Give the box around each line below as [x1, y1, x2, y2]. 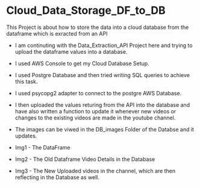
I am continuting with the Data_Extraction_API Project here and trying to [14, 42, 193, 49]
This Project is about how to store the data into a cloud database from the [6, 24, 189, 31]
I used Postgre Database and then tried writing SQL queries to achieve [14, 71, 190, 78]
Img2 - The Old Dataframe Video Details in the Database [14, 155, 155, 163]
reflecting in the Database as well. [14, 173, 99, 181]
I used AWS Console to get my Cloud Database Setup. [14, 60, 149, 67]
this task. [14, 78, 38, 85]
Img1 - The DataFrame [14, 144, 70, 151]
